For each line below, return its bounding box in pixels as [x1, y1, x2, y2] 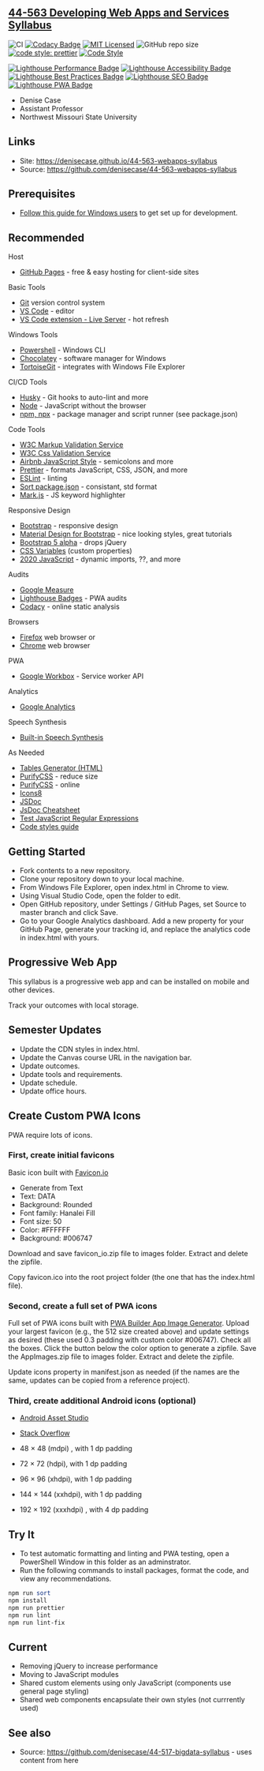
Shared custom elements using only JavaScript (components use [19, 1678, 232, 1688]
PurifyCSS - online [19, 780, 80, 790]
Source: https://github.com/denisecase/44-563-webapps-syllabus [19, 164, 237, 174]
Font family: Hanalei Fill [19, 1208, 96, 1218]
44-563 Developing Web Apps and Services [8, 6, 230, 20]
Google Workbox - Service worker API [19, 671, 144, 681]
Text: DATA [19, 1191, 56, 1201]
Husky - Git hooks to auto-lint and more [19, 392, 149, 402]
